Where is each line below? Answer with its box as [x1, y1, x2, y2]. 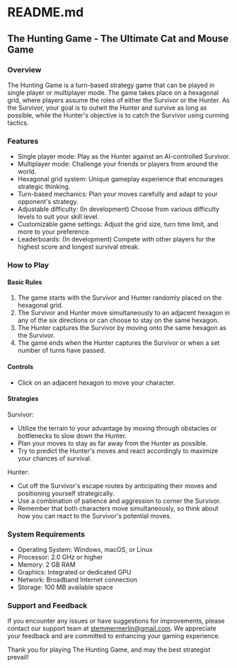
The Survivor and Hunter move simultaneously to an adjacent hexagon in [17, 309, 231, 317]
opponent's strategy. [17, 198, 79, 206]
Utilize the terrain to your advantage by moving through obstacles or [17, 424, 217, 432]
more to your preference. [17, 227, 91, 236]
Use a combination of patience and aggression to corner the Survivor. [17, 497, 221, 505]
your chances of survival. [17, 454, 92, 463]
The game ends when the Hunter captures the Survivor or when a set [17, 339, 220, 347]
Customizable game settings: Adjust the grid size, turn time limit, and [17, 220, 219, 229]
